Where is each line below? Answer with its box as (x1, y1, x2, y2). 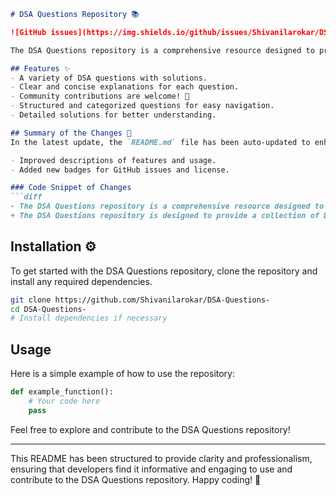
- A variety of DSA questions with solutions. (10, 73, 208, 83)
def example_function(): (10, 387, 114, 397)
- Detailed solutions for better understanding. (10, 110, 217, 120)
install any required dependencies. (10, 275, 153, 287)
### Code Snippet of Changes (10, 183, 132, 193)
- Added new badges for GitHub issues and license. (10, 165, 230, 175)
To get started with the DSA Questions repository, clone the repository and (10, 265, 318, 277)
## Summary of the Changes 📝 (10, 128, 132, 138)
